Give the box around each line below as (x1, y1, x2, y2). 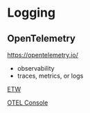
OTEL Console (7, 98, 48, 107)
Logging (7, 5, 56, 21)
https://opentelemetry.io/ (7, 51, 78, 59)
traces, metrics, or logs (17, 71, 84, 80)
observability (17, 64, 55, 72)
